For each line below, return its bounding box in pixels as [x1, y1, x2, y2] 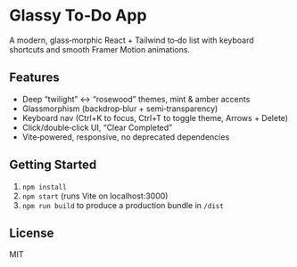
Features [9, 70, 60, 85]
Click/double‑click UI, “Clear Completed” [21, 122, 172, 133]
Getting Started [9, 158, 97, 173]
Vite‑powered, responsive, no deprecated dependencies [21, 131, 230, 142]
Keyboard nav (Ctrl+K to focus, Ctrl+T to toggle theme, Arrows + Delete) [21, 112, 288, 123]
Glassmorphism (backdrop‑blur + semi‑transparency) [21, 103, 219, 114]
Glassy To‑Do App [9, 5, 147, 26]
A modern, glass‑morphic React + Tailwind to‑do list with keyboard [9, 35, 254, 45]
